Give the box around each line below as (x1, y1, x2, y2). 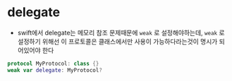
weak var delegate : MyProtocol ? (7, 66, 102, 74)
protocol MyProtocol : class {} (7, 60, 99, 67)
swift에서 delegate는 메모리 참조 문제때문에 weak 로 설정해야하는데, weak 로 (17, 28, 225, 37)
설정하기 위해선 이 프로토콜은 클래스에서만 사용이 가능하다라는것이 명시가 (17, 37, 218, 46)
